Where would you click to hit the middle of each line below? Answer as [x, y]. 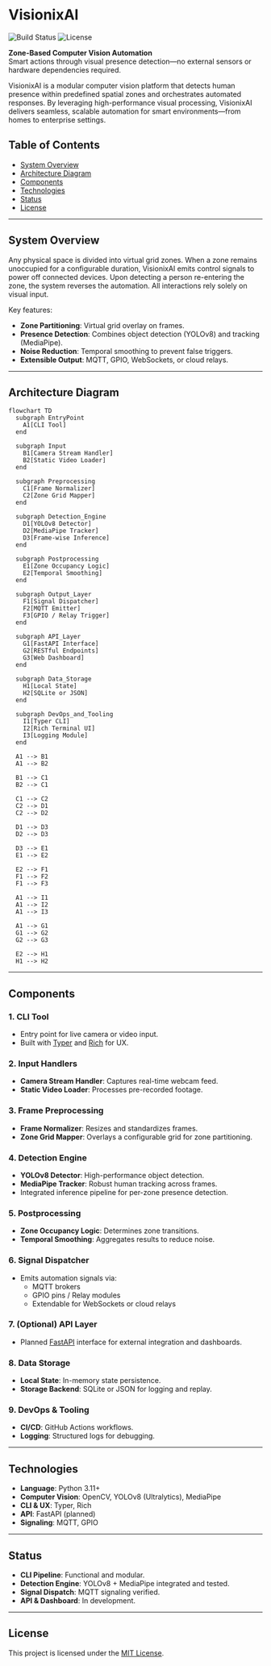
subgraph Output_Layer [54, 594]
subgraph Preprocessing [55, 481]
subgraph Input [41, 446]
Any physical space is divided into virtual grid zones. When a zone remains [133, 260]
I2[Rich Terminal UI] [59, 729]
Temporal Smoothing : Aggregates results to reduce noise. [117, 1239]
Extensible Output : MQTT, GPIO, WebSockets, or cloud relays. [124, 360]
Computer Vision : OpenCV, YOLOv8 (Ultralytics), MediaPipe [121, 1497]
